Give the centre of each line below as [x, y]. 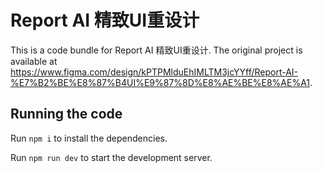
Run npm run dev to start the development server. [111, 157]
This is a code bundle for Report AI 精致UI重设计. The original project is [156, 50]
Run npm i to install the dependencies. [89, 138]
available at [34, 61]
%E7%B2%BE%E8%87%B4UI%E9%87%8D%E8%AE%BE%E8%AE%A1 [160, 82]
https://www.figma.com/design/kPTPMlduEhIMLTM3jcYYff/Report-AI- [154, 72]
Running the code [66, 114]
